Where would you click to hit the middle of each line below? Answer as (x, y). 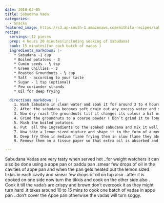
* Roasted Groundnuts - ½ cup (45, 73)
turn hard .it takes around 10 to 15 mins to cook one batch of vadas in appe (80, 190)
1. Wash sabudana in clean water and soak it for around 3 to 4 (81, 105)
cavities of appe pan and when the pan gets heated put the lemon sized (77, 169)
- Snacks (18, 23)
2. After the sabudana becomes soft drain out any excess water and (85, 109)
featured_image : (21, 28)
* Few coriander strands (39, 87)
